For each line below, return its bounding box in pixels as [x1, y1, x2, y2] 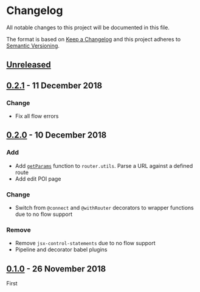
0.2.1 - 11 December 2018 [6, 80, 102, 91]
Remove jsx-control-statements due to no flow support [15, 240, 156, 247]
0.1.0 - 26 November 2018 [6, 263, 106, 274]
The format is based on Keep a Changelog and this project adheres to [6, 35, 181, 43]
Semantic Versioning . [6, 42, 60, 49]
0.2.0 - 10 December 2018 [6, 130, 107, 141]
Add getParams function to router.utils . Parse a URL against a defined [15, 162, 193, 169]
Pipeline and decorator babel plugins [15, 246, 108, 253]
